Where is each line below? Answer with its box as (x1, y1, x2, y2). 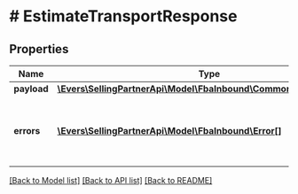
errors (13, 125, 41, 136)
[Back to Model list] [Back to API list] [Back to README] (9, 175, 213, 185)
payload (13, 82, 49, 95)
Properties (9, 42, 69, 57)
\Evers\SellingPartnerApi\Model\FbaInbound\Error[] (57, 125, 282, 136)
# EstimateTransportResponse (9, 6, 238, 27)
